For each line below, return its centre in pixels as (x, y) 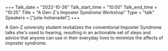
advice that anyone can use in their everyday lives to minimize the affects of (84, 38)
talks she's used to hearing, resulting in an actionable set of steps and (78, 32)
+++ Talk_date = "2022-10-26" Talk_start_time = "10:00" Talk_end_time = (81, 7)
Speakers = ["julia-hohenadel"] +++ (43, 18)
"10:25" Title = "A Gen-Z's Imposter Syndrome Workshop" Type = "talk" (80, 12)
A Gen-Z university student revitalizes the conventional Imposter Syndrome (83, 27)
